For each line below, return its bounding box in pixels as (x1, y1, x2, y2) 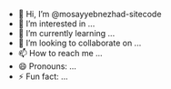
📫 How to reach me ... (17, 48, 103, 58)
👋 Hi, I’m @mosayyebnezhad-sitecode (17, 9, 162, 19)
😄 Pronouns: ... (17, 61, 77, 72)
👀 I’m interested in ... (17, 18, 96, 29)
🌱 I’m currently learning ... (17, 28, 116, 38)
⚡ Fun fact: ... (17, 71, 68, 82)
